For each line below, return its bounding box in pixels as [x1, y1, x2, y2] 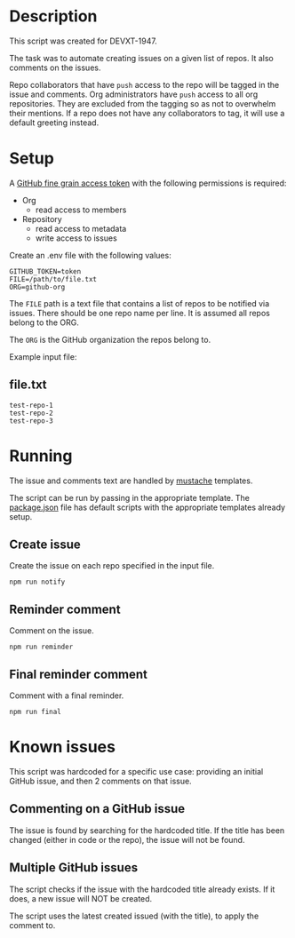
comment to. [9, 919, 56, 930]
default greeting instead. [9, 117, 100, 128]
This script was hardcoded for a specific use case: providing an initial [9, 767, 264, 776]
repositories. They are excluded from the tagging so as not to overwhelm [9, 98, 276, 108]
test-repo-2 [9, 409, 53, 417]
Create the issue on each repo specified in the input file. [9, 560, 215, 571]
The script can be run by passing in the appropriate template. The [9, 492, 251, 503]
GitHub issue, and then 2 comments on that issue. [9, 775, 193, 786]
